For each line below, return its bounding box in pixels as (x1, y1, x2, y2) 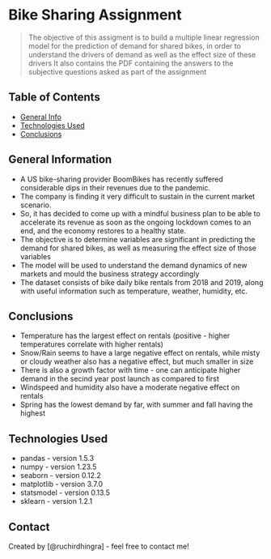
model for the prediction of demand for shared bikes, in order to (28, 41, 241, 50)
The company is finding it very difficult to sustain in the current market (19, 191, 256, 201)
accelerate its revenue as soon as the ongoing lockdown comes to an (19, 217, 252, 227)
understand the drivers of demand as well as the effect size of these (28, 49, 256, 59)
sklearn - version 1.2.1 (19, 497, 93, 506)
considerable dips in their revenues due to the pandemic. (19, 182, 210, 192)
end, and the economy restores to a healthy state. (19, 225, 187, 236)
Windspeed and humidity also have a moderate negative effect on (19, 382, 240, 392)
